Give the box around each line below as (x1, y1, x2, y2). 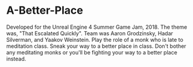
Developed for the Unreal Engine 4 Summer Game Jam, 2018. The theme (6, 23, 188, 31)
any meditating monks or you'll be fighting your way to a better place (6, 48, 178, 56)
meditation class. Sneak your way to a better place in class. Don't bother (6, 42, 186, 50)
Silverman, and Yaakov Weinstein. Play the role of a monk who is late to (6, 36, 184, 43)
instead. (6, 55, 27, 62)
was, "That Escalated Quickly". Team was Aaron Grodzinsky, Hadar (6, 29, 174, 36)
